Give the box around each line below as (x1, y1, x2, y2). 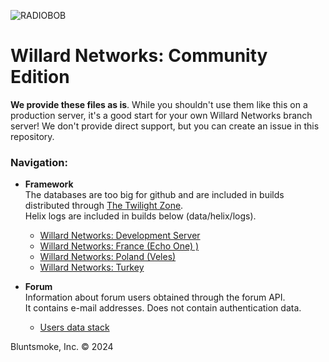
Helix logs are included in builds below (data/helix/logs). (24, 210, 257, 222)
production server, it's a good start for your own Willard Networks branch (10, 109, 313, 121)
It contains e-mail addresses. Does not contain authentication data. (24, 302, 302, 314)
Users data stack (39, 321, 110, 334)
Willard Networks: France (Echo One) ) (39, 240, 200, 252)
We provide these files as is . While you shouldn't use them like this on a (10, 98, 308, 110)
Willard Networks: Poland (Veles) (39, 251, 177, 263)
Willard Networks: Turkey (39, 261, 145, 274)
